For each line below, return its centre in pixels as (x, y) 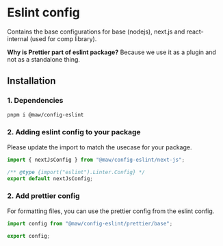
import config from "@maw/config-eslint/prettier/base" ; (90, 223)
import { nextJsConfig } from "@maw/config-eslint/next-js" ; (96, 160)
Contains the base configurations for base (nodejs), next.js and (96, 32)
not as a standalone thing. (44, 59)
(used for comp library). (63, 38)
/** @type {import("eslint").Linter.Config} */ (76, 172)
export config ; (29, 236)
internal (18, 38)
